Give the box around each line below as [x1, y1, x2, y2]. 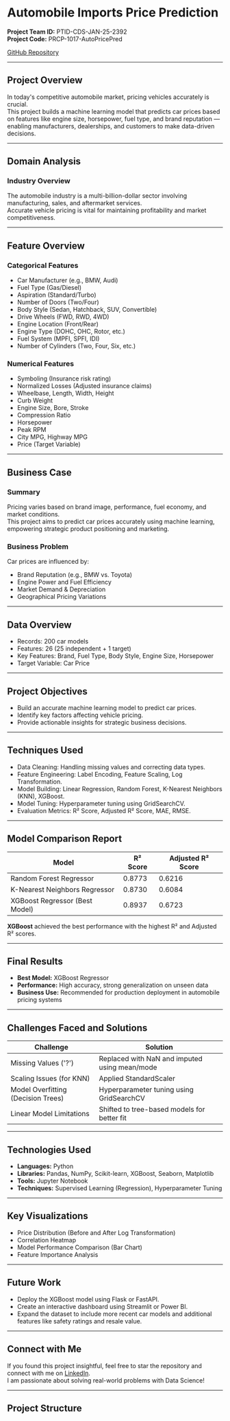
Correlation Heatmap [16, 1236, 77, 1244]
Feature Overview [7, 240, 86, 251]
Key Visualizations [7, 1210, 89, 1222]
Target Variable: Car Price [16, 659, 90, 668]
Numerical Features [7, 359, 74, 369]
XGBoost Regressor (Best [10, 896, 92, 905]
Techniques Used [7, 744, 84, 756]
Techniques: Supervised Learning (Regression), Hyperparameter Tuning [16, 1184, 222, 1192]
